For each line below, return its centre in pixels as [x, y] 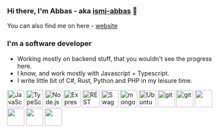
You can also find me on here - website [62, 26]
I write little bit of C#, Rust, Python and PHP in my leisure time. [105, 80]
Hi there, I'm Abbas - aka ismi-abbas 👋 [72, 11]
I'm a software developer [50, 44]
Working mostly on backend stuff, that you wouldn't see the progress [114, 58]
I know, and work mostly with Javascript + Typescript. [93, 73]
